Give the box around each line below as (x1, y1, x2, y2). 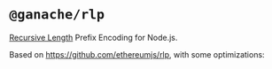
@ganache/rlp (9, 6, 105, 23)
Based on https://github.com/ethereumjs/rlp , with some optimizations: (9, 49, 265, 59)
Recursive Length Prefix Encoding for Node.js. (9, 32, 178, 42)
